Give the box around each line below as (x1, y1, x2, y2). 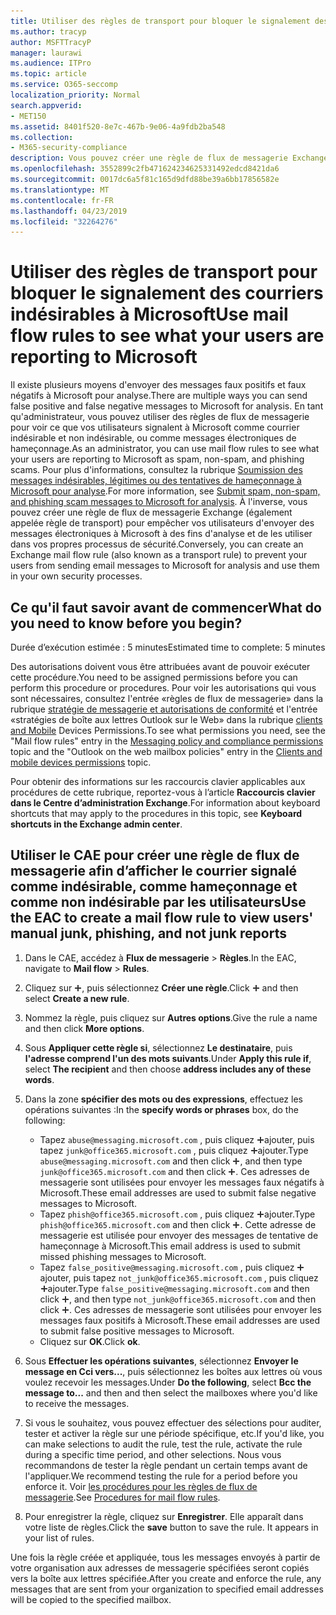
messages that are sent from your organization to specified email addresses (10, 1583, 324, 1595)
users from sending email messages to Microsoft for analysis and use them (10, 560, 320, 572)
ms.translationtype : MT (10, 185, 110, 195)
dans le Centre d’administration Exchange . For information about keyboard (10, 797, 321, 809)
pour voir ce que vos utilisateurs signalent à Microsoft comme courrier (10, 421, 300, 434)
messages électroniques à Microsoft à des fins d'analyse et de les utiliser (10, 528, 313, 540)
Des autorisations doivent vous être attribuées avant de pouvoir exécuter (10, 661, 311, 672)
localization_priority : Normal (10, 90, 141, 100)
